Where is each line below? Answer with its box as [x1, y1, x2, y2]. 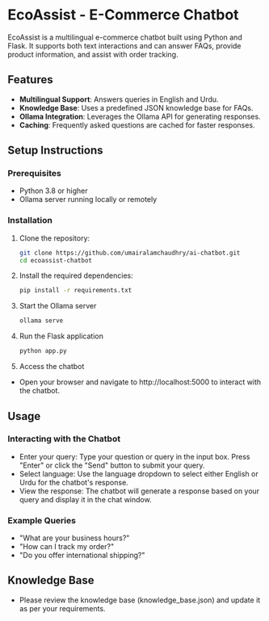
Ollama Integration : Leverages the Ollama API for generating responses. [19, 111, 261, 121]
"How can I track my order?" [19, 542, 115, 552]
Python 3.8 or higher [19, 186, 88, 195]
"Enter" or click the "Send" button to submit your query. [19, 460, 205, 470]
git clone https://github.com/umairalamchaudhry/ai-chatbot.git [19, 249, 241, 257]
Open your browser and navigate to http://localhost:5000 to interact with [19, 377, 262, 387]
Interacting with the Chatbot [7, 434, 121, 445]
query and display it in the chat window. [19, 494, 152, 504]
